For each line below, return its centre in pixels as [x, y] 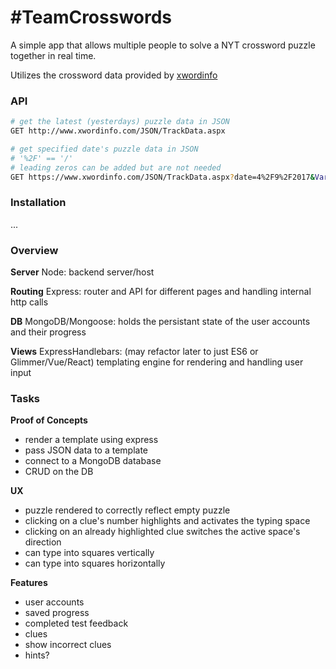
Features [29, 583]
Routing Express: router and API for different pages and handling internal [161, 292]
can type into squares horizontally [95, 563]
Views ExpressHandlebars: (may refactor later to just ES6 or [134, 352]
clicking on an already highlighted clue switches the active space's [162, 532]
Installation [38, 203]
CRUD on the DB [59, 472]
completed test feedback [76, 623]
